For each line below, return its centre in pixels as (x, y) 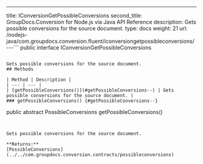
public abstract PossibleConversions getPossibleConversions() (85, 112)
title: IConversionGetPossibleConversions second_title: (74, 15)
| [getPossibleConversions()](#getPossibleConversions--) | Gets (90, 90)
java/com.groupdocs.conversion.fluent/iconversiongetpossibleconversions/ (100, 41)
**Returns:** (23, 144)
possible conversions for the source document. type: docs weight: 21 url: (97, 28)
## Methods (20, 69)
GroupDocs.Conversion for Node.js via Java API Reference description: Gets (101, 22)
